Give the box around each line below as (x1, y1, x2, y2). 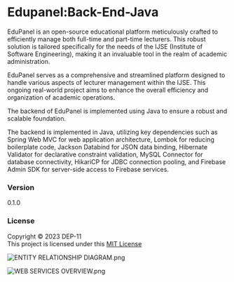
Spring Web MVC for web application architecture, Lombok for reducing (7, 135, 215, 144)
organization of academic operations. (7, 93, 116, 102)
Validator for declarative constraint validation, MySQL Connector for (7, 150, 203, 159)
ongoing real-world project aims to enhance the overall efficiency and (7, 86, 209, 94)
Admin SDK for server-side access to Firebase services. (7, 165, 170, 173)
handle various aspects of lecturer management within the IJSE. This (7, 78, 206, 86)
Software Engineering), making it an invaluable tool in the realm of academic (7, 50, 228, 58)
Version (7, 182, 35, 192)
